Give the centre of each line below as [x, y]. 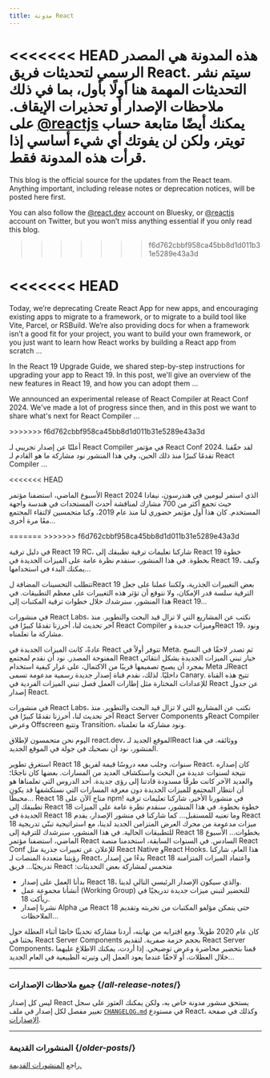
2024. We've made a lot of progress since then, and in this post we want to [133, 407]
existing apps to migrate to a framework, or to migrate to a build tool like [128, 317]
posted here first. [38, 196]
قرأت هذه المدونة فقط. [78, 157]
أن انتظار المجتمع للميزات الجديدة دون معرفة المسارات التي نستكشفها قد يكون [127, 789]
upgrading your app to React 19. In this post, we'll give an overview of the [130, 374]
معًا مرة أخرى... [32, 520]
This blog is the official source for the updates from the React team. [121, 180]
